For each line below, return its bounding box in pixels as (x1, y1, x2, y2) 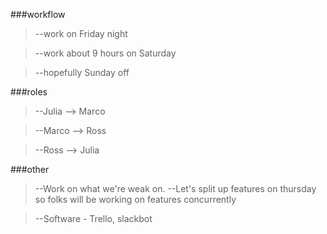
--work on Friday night (34, 28, 128, 39)
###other (10, 164, 50, 175)
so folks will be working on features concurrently (34, 194, 237, 205)
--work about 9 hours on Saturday (34, 47, 177, 59)
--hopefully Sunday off (34, 67, 130, 78)
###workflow (10, 9, 66, 20)
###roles (10, 86, 48, 98)
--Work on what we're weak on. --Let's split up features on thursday (34, 183, 317, 194)
